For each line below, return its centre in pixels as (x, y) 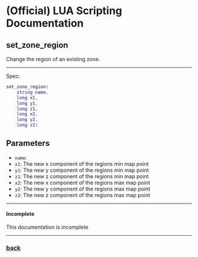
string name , (33, 92)
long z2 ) (27, 125)
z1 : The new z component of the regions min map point (82, 176)
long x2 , (27, 114)
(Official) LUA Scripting (64, 11)
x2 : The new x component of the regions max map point (82, 182)
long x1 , (27, 98)
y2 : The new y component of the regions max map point (82, 189)
